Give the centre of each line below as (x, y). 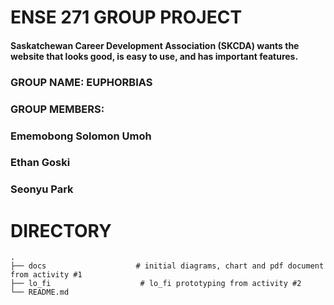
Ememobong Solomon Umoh (81, 136)
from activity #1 (46, 275)
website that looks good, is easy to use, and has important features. (154, 56)
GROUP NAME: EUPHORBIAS (81, 82)
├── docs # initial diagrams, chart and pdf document (167, 266)
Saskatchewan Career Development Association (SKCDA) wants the (155, 45)
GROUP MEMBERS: (57, 109)
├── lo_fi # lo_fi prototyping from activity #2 (156, 284)
